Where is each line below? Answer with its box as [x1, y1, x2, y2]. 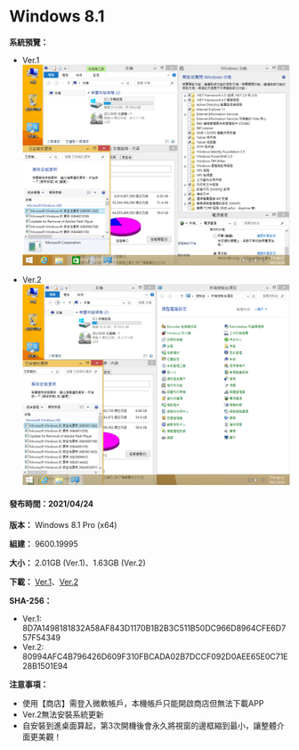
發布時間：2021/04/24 [9, 498, 93, 509]
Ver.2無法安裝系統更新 [21, 709, 104, 720]
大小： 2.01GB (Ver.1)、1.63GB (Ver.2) [9, 557, 146, 568]
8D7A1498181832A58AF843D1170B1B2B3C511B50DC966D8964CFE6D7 [21, 622, 287, 634]
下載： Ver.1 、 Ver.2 [9, 577, 79, 588]
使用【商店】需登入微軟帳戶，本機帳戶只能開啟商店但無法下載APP [21, 698, 264, 709]
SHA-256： [9, 596, 53, 606]
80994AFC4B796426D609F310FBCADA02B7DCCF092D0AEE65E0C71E [21, 651, 288, 662]
